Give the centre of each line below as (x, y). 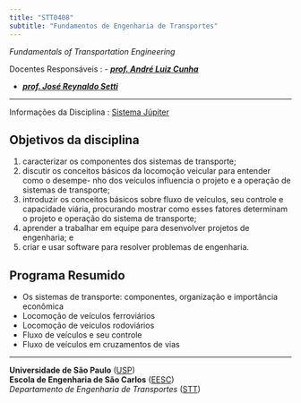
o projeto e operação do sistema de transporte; (109, 219)
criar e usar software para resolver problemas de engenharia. (135, 247)
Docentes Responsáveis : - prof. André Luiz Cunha (104, 69)
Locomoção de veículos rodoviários (88, 326)
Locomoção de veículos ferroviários (88, 316)
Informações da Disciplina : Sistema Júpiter (90, 112)
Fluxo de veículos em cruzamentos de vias (101, 345)
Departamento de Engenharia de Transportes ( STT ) (105, 390)
